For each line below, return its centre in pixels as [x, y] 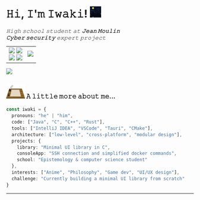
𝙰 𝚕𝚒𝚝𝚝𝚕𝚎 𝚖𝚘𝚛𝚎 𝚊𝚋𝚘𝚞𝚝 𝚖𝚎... [71, 96]
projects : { [26, 141]
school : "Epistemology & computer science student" [82, 160]
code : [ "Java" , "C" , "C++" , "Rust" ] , [58, 122]
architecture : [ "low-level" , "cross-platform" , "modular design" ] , [97, 134]
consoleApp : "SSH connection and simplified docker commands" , [97, 153]
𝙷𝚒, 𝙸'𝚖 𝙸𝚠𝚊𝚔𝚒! [47, 14]
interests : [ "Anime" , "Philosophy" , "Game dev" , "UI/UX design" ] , [96, 173]
